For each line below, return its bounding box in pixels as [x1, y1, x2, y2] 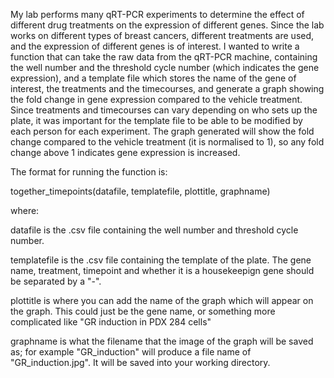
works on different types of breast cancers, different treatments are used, [10, 30, 315, 41]
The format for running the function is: [10, 166, 168, 178]
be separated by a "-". [10, 275, 102, 287]
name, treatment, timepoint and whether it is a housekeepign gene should [10, 265, 315, 276]
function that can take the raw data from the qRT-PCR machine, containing [10, 51, 318, 63]
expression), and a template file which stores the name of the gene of [10, 72, 297, 84]
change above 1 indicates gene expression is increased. [10, 147, 241, 158]
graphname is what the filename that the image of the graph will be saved [10, 335, 314, 347]
